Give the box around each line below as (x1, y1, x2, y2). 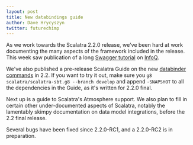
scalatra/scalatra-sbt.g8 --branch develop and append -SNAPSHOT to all (6, 78, 184, 85)
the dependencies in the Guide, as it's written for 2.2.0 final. (6, 84, 153, 92)
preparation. (6, 133, 37, 140)
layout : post (6, 8, 38, 15)
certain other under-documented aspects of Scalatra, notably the (6, 102, 166, 109)
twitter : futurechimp (6, 25, 60, 31)
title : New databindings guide (6, 14, 83, 20)
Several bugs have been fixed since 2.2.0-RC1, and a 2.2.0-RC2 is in (6, 126, 173, 133)
